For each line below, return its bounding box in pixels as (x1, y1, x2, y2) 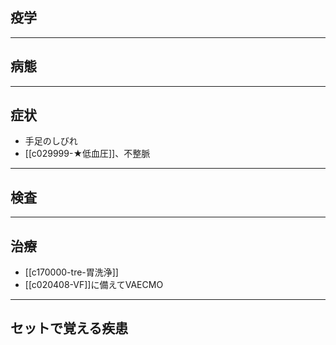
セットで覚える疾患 (10, 320, 129, 337)
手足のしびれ (24, 135, 78, 147)
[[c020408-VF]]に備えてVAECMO (24, 279, 164, 291)
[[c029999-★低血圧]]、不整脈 (24, 148, 151, 160)
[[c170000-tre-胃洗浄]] (24, 266, 119, 278)
